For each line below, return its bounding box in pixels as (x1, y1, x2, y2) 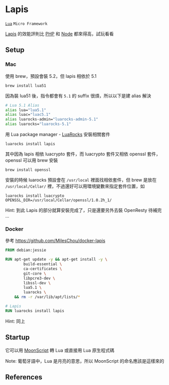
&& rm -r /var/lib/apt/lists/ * (14, 294, 80, 300)
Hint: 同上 (5, 318, 25, 324)
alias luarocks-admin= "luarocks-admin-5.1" (5, 117, 99, 122)
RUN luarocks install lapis (5, 308, 65, 313)
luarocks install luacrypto (5, 193, 65, 198)
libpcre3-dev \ (23, 276, 56, 281)
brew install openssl (5, 167, 51, 173)
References (5, 373, 43, 381)
